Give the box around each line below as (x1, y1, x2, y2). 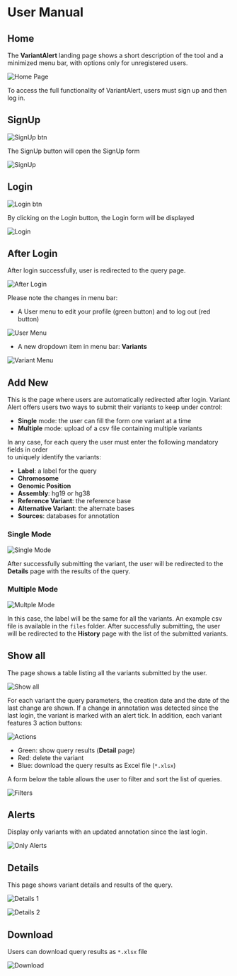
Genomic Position (17, 482, 71, 490)
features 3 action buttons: (7, 718, 83, 727)
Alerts (7, 809, 35, 821)
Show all (7, 650, 46, 662)
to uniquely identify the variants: (7, 453, 101, 461)
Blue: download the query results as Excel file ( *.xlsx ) (17, 761, 176, 769)
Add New (7, 377, 49, 389)
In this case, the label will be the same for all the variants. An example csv (7, 614, 223, 623)
